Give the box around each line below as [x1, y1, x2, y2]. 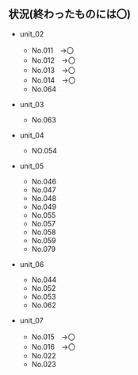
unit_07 [19, 315, 44, 325]
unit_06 [19, 259, 44, 269]
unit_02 [19, 29, 44, 38]
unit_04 [19, 130, 44, 140]
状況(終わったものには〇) [8, 7, 131, 21]
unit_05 [19, 161, 44, 171]
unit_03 [19, 99, 44, 109]
